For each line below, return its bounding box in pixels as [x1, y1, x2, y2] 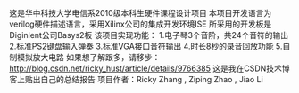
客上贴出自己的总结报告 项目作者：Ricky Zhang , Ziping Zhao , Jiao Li [9, 74, 263, 84]
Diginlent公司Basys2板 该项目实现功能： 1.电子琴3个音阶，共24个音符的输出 [9, 30, 288, 40]
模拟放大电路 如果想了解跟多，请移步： [16, 52, 161, 62]
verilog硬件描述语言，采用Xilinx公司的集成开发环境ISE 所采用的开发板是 [9, 19, 272, 29]
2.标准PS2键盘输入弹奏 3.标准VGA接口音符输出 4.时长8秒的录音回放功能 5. [9, 41, 283, 51]
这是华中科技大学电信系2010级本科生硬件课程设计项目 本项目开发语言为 [9, 8, 272, 18]
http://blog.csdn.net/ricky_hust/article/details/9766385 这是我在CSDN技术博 [9, 63, 290, 74]
